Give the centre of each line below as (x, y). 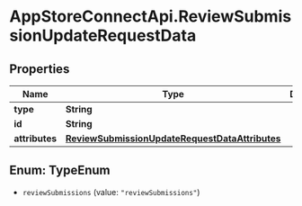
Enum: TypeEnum (60, 170)
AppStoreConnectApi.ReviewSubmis (151, 17)
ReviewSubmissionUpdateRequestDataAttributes (173, 139)
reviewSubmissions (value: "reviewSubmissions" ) (111, 192)
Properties (40, 69)
